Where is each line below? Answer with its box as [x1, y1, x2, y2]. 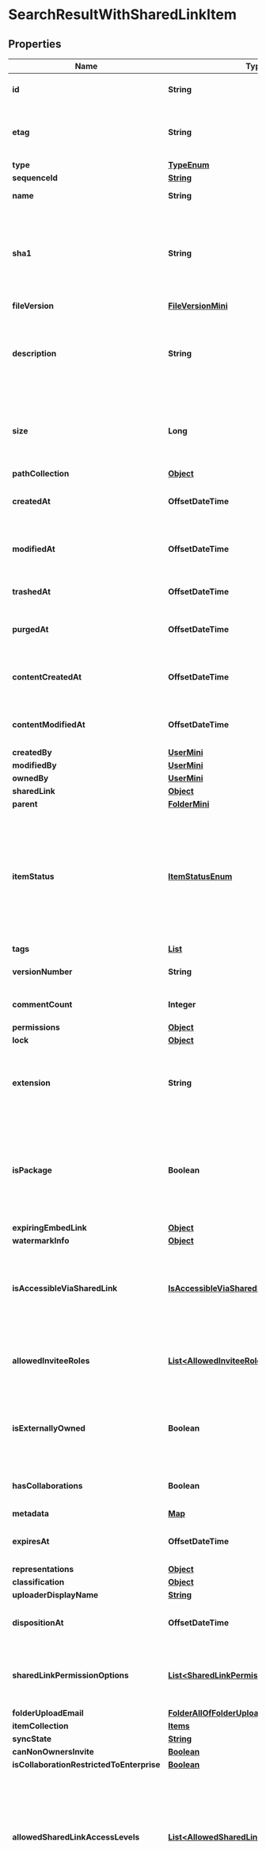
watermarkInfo [12, 1235, 70, 1246]
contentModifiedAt [12, 719, 85, 730]
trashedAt [12, 586, 51, 597]
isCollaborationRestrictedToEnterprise [12, 1759, 161, 1770]
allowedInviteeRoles [12, 1355, 90, 1366]
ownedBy [12, 772, 49, 784]
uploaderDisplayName [12, 1589, 99, 1601]
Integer [167, 999, 196, 1010]
